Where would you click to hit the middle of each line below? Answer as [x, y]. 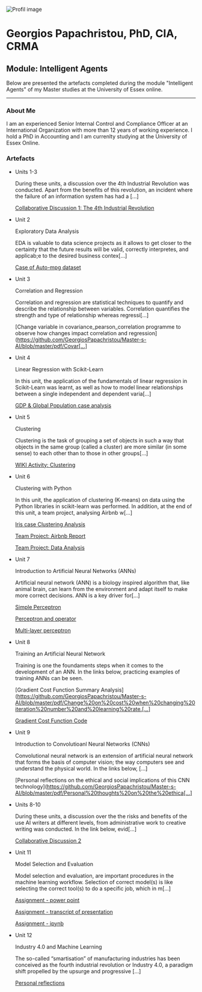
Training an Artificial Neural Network [60, 654]
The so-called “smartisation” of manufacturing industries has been [97, 958]
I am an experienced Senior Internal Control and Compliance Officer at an [97, 124]
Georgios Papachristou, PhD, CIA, [92, 34]
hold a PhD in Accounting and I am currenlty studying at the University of [97, 137]
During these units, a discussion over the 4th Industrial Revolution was [102, 183]
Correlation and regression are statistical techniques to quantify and [99, 302]
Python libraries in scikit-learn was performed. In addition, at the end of [103, 506]
